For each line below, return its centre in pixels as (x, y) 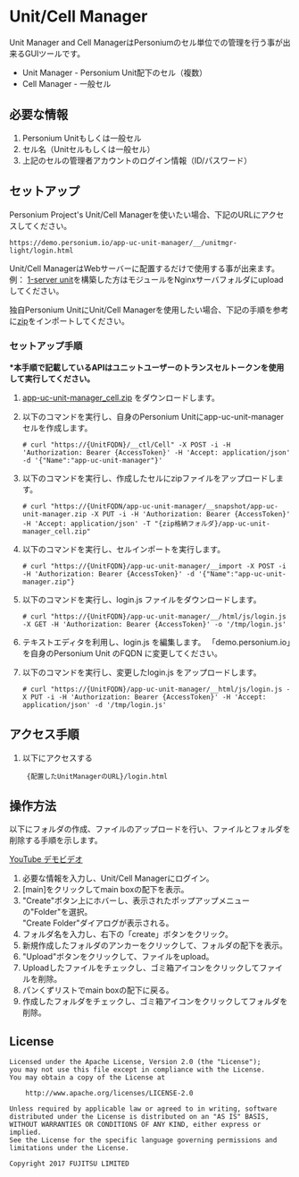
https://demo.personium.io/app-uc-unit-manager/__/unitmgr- (124, 243)
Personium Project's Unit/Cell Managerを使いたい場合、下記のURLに (135, 214)
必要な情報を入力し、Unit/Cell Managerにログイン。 (118, 878)
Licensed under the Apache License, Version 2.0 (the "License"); (135, 1062)
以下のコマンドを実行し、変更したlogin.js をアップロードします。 (141, 672)
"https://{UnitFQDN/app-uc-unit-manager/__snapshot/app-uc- (164, 506)
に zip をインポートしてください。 (69, 320)
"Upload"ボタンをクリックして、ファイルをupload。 (118, 957)
